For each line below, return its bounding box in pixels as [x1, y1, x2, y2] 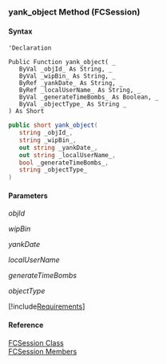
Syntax [8, 26, 33, 36]
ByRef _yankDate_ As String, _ [18, 79, 124, 87]
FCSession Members [8, 346, 78, 356]
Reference [8, 320, 44, 330]
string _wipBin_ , [18, 135, 78, 144]
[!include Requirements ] [8, 301, 85, 311]
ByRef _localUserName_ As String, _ [18, 87, 141, 95]
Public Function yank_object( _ [8, 59, 116, 67]
